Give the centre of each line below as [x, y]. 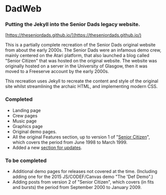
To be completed [26, 160]
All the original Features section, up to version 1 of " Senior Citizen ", [81, 137]
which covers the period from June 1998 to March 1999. [70, 142]
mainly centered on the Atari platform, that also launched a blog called [77, 55]
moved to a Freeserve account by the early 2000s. [57, 71]
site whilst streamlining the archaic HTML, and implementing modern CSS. [82, 86]
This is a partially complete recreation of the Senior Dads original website [81, 45]
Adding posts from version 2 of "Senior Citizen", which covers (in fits [83, 182]
